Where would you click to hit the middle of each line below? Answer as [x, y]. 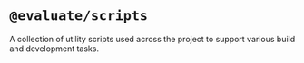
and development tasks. [54, 49]
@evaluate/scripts [78, 16]
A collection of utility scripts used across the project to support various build [152, 39]
